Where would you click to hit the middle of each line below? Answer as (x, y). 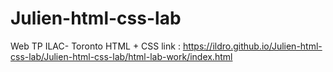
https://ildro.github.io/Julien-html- (252, 46)
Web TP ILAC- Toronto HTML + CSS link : (95, 46)
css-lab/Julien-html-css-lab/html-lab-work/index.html (121, 56)
